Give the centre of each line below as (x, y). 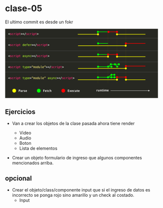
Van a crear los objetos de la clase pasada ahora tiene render (73, 123)
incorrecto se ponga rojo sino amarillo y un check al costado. (73, 195)
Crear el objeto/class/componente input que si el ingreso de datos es (81, 190)
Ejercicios (20, 112)
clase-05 (24, 9)
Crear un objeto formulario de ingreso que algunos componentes (77, 158)
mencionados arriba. (33, 163)
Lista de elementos (38, 148)
